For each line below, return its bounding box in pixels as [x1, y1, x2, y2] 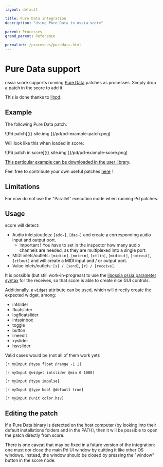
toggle [12, 322, 25, 328]
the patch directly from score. [5, 432, 65, 438]
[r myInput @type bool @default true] [5, 388, 84, 392]
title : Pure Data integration [5, 16, 67, 21]
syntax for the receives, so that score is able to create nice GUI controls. [5, 278, 150, 283]
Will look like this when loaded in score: [5, 140, 84, 146]
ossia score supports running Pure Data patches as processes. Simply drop [5, 79, 157, 85]
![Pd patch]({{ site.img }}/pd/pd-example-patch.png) [5, 131, 111, 136]
